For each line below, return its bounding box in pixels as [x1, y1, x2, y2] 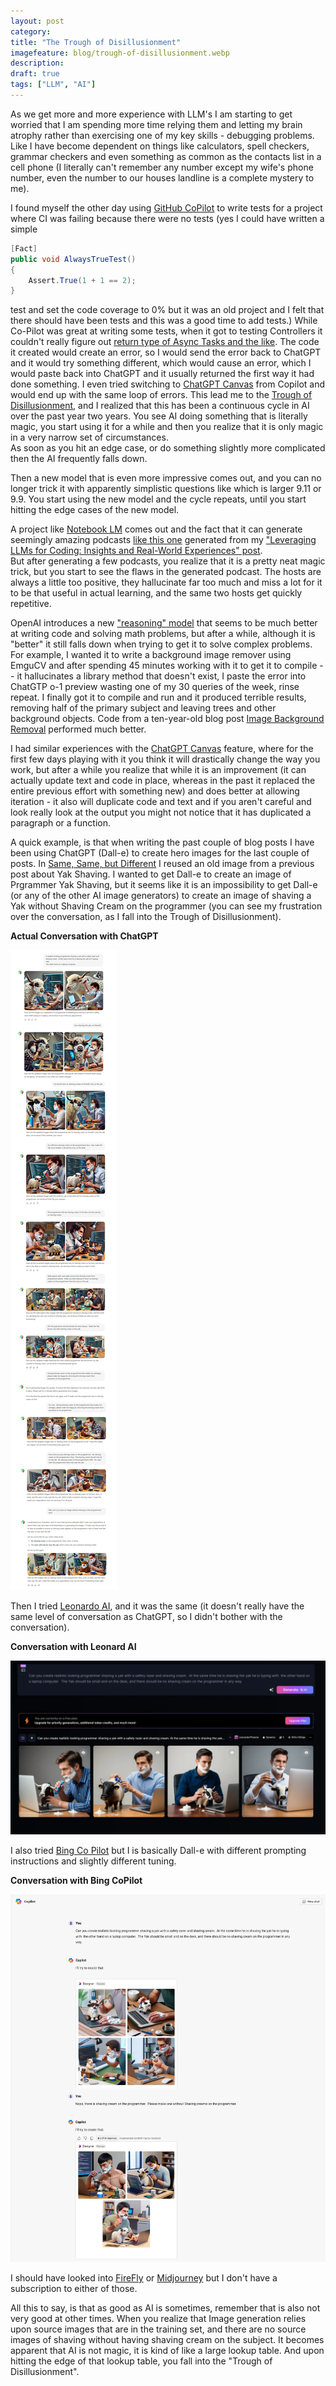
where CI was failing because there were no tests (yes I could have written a [10, 212, 325, 224]
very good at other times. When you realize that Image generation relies [10, 2313, 307, 2325]
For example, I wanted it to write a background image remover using [10, 649, 292, 661]
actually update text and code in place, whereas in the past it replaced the [10, 775, 316, 787]
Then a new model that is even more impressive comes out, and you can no [10, 472, 322, 484]
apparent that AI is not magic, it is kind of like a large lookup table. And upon [10, 2345, 325, 2357]
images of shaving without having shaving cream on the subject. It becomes [10, 2334, 325, 2346]
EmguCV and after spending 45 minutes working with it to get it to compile [10, 660, 318, 672]
